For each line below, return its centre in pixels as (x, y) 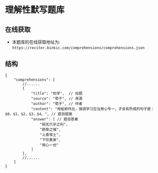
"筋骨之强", (50, 129)
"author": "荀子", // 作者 (57, 104)
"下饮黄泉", (50, 140)
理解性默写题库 (35, 10)
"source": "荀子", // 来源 (57, 98)
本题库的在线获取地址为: (36, 42)
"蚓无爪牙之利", (54, 124)
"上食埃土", (50, 135)
